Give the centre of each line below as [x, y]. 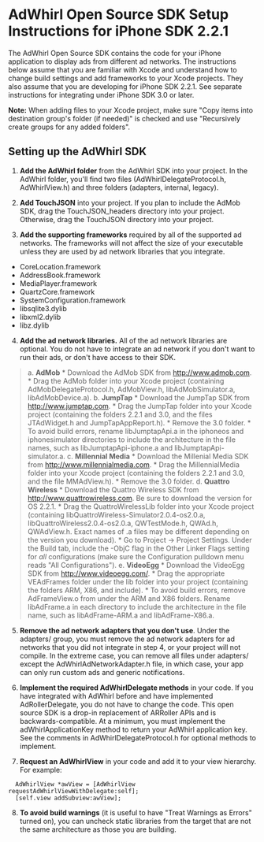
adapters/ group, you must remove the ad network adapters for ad [127, 639]
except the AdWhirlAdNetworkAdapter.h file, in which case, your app [132, 664]
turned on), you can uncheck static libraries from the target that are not [135, 821]
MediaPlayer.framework [58, 283]
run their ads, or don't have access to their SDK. [97, 357]
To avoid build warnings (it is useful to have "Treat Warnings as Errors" [136, 812]
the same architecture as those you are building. [98, 829]
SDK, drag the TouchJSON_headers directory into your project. [122, 211]
